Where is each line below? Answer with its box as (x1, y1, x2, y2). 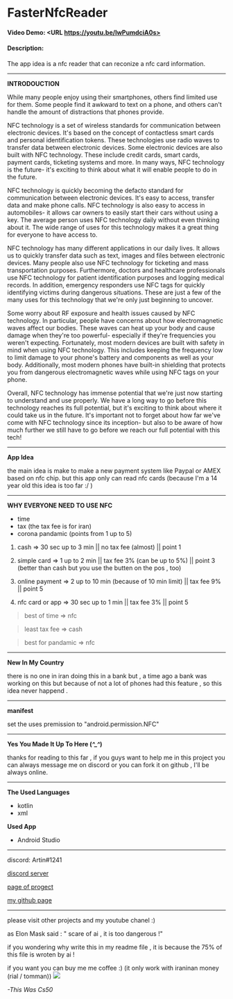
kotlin (17, 801, 33, 809)
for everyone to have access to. (7, 230, 98, 239)
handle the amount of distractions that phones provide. (7, 108, 164, 116)
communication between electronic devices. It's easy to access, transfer (7, 193, 215, 202)
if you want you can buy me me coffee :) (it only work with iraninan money (7, 964, 220, 972)
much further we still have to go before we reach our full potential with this (7, 426, 221, 434)
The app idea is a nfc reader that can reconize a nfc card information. (7, 59, 206, 67)
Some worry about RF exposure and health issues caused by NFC (7, 309, 196, 317)
